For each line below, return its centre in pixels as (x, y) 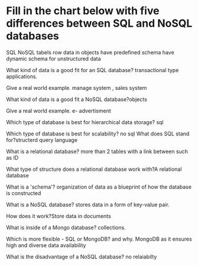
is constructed (24, 193)
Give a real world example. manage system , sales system (77, 87)
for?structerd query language (42, 140)
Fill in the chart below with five (83, 11)
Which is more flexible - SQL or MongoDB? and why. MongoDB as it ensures (99, 239)
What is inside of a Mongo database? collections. (66, 227)
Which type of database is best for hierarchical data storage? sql (85, 122)
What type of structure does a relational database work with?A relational (94, 169)
